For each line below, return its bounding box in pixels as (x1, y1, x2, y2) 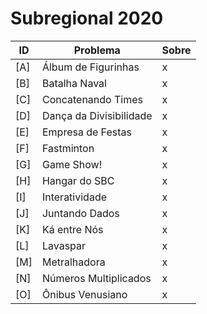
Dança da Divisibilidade (41, 108, 153, 122)
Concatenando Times (41, 92, 143, 106)
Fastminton (41, 141, 95, 155)
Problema (73, 43, 121, 57)
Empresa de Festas (41, 125, 132, 139)
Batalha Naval (41, 76, 107, 90)
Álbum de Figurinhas (41, 60, 140, 74)
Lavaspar (41, 238, 87, 252)
